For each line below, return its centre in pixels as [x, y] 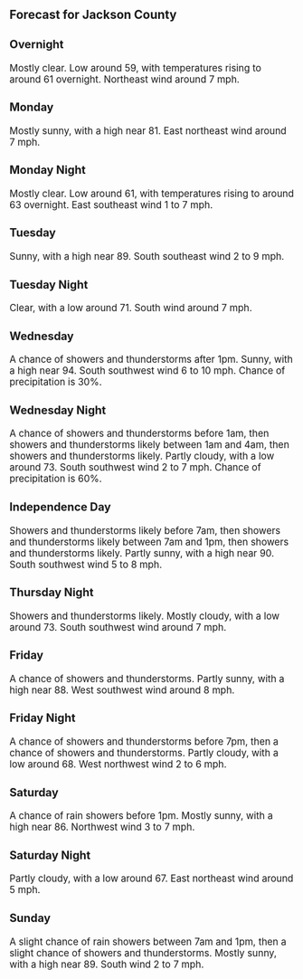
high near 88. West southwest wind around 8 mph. [122, 689]
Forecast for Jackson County [93, 15]
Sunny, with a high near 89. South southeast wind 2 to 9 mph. [147, 257]
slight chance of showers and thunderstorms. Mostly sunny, [143, 953]
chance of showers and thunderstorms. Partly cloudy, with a [144, 753]
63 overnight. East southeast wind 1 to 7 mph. [111, 204]
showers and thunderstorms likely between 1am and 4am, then [149, 445]
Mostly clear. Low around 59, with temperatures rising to [136, 68]
